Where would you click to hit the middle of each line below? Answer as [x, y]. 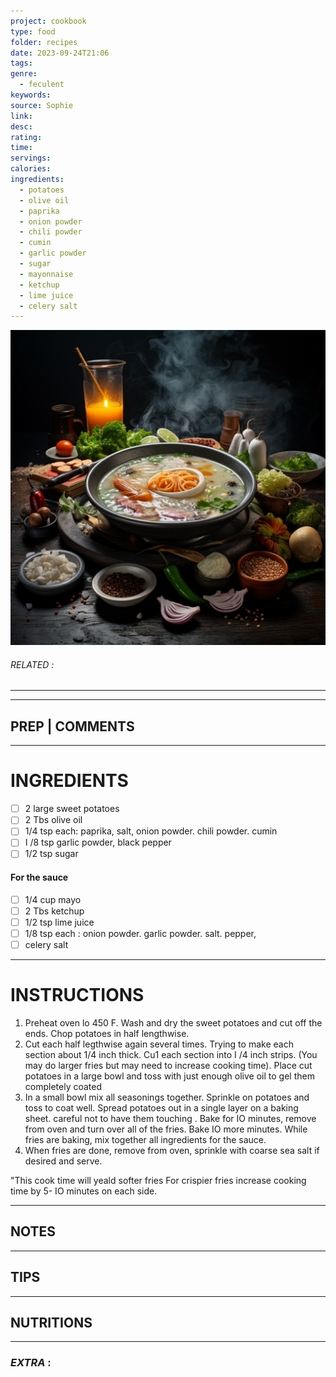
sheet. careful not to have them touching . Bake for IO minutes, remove [170, 1118]
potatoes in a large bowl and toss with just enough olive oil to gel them [169, 1076]
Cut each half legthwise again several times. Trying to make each [159, 1044]
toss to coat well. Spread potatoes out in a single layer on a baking [161, 1107]
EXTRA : [31, 1363]
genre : [24, 74]
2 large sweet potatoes [72, 809]
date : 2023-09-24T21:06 [60, 53]
